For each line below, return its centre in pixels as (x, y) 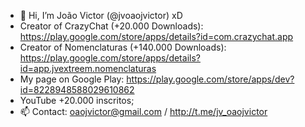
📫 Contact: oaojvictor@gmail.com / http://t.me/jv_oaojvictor (143, 111)
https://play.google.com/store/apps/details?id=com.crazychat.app (156, 36)
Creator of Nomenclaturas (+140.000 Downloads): (123, 47)
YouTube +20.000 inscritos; (77, 100)
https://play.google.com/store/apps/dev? (210, 79)
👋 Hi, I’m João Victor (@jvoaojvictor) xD (101, 15)
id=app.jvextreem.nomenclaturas (88, 68)
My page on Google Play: (72, 79)
